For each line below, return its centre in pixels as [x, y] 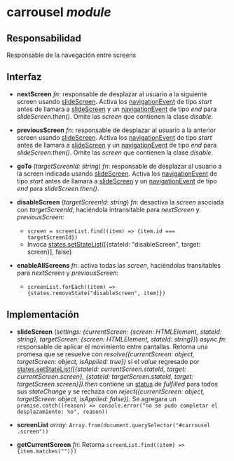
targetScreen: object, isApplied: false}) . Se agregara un [96, 398]
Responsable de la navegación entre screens [71, 55]
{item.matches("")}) [47, 451]
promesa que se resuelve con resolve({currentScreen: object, [105, 354]
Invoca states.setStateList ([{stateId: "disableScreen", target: [114, 244]
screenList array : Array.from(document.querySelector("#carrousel [113, 424]
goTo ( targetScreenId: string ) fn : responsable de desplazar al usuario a [119, 166]
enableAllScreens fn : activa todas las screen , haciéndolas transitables [119, 265]
